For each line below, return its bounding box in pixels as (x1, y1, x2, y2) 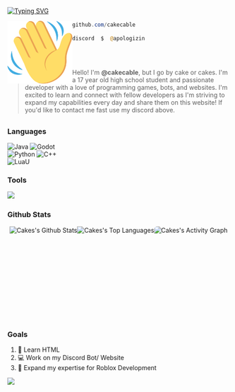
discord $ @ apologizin (72, 35, 145, 42)
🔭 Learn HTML (17, 345, 60, 354)
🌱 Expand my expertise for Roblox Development (17, 364, 157, 372)
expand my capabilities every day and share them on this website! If (24, 98, 223, 107)
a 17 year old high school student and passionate (72, 76, 215, 84)
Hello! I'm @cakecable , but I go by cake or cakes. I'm (72, 68, 228, 77)
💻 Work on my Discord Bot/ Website (17, 354, 125, 362)
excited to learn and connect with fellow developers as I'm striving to (24, 91, 225, 99)
